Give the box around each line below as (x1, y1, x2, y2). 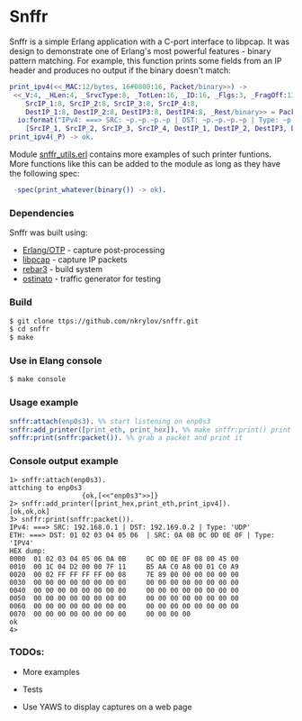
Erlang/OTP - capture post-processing (22, 245, 165, 256)
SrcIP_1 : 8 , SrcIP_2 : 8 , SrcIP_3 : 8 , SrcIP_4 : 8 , (25, 99, 200, 108)
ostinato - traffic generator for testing (22, 273, 162, 285)
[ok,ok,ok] (9, 507, 50, 516)
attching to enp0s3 (9, 483, 83, 492)
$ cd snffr (9, 324, 50, 334)
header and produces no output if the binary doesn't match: (9, 65, 231, 76)
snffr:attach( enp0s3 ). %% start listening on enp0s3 (9, 416, 211, 425)
